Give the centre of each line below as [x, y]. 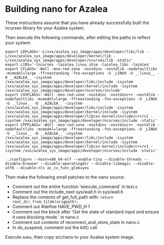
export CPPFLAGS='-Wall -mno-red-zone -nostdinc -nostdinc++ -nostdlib [80, 125]
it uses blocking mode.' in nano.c [46, 217]
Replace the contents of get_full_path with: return [63, 197]
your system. [18, 42]
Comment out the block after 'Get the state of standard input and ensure [85, 212]
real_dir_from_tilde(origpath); [45, 202]
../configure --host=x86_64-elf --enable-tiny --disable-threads [73, 159]
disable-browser [22, 163]
